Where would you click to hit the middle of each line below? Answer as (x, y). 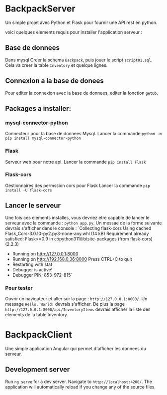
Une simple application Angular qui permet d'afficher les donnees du (76, 348)
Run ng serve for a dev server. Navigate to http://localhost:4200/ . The (79, 382)
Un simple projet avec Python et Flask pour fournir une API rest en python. (81, 22)
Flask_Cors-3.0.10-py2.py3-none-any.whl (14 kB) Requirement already (77, 233)
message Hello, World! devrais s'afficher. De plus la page (65, 304)
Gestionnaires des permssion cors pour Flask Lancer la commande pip (78, 186)
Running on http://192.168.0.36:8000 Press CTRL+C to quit (72, 259)
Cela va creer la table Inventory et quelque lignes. (56, 65)
